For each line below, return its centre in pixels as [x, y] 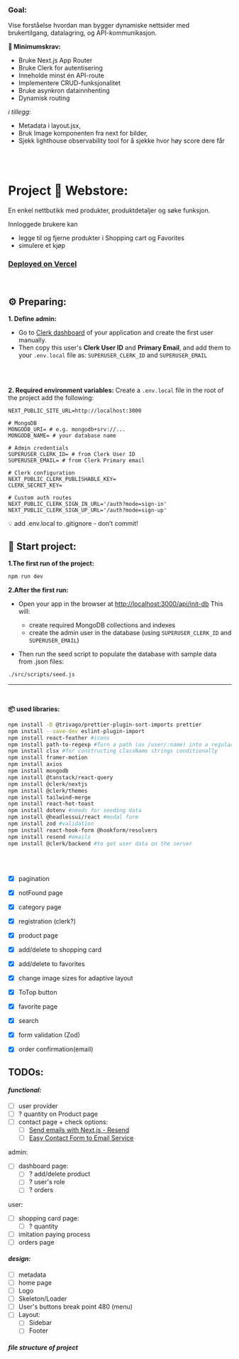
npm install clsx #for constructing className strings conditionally [113, 751]
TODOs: [26, 1072]
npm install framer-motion [48, 758]
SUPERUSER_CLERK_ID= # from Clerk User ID [72, 455]
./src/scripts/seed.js [41, 675]
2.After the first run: [38, 590]
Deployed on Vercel [43, 264]
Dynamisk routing [44, 98]
